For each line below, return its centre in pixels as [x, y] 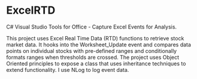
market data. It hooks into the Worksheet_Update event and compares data [99, 45]
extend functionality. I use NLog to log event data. [68, 69]
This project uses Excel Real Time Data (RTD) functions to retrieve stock [95, 38]
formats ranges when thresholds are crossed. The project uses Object [93, 57]
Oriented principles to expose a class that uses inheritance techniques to [96, 64]
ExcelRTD [31, 10]
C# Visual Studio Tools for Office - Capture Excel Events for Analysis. [92, 27]
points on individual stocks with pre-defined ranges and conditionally [92, 50]
